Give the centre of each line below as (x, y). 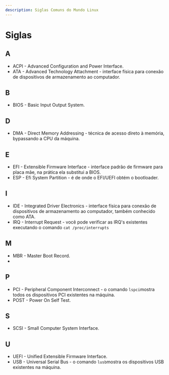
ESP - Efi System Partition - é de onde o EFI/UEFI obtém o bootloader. (86, 178)
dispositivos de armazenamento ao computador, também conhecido (84, 211)
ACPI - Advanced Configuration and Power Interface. (68, 66)
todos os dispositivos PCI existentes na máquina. (64, 295)
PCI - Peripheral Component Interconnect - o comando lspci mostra (83, 289)
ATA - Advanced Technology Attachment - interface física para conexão (88, 71)
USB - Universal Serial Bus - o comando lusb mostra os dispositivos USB (88, 362)
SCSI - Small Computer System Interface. (56, 328)
